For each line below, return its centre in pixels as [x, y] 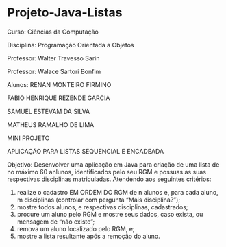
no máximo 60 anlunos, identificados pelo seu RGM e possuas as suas [107, 172]
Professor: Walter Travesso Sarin [54, 58]
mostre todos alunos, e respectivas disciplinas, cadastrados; [102, 207]
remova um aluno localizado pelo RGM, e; [76, 228]
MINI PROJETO [28, 138]
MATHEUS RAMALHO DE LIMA [51, 124]
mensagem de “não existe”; [56, 222]
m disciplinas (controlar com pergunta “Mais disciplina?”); [98, 200]
